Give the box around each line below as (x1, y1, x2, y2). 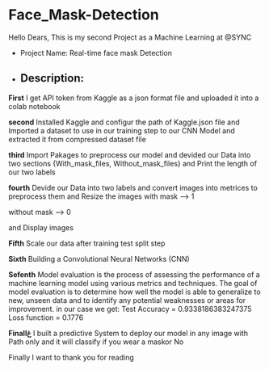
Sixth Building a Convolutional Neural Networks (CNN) (8, 254, 190, 263)
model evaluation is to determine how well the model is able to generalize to (8, 287, 261, 296)
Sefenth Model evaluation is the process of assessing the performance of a (8, 269, 260, 280)
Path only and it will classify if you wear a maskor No (8, 337, 184, 347)
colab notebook (8, 101, 61, 111)
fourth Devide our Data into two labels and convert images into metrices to (8, 183, 258, 192)
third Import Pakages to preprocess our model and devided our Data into (8, 149, 251, 159)
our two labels (8, 167, 56, 177)
